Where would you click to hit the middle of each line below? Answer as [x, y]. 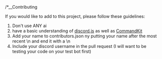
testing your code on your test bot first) [52, 51]
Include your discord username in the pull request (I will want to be [79, 46]
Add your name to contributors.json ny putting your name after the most [84, 36]
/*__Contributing [21, 7]
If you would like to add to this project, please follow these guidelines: [75, 16]
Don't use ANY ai [29, 26]
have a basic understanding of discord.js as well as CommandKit [77, 31]
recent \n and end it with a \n [41, 41]
